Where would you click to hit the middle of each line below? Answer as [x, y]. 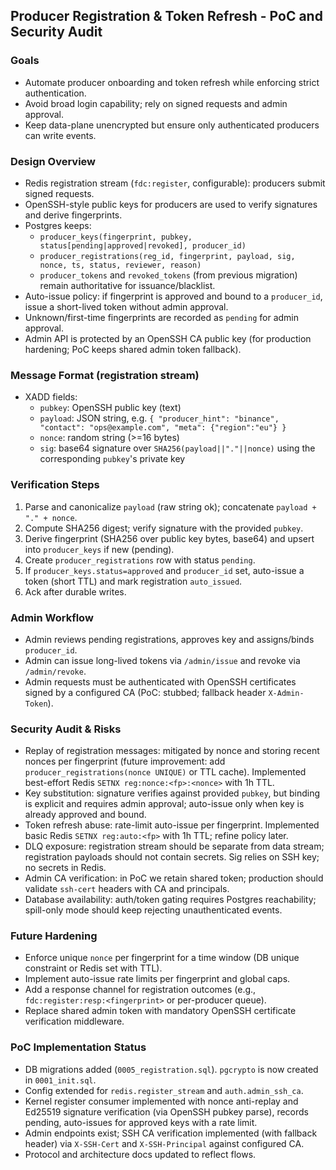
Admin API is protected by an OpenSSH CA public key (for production [168, 338]
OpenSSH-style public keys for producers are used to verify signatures [171, 204]
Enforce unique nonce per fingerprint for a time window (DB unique [162, 958]
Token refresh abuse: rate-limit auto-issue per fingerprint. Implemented [172, 825]
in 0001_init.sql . [60, 1080]
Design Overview [53, 161]
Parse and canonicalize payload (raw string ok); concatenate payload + [170, 506]
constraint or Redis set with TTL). [93, 968]
